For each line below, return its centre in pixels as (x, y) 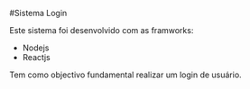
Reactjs (37, 57)
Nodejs (36, 48)
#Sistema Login (38, 13)
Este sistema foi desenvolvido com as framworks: (102, 30)
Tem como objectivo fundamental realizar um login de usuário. (125, 75)
